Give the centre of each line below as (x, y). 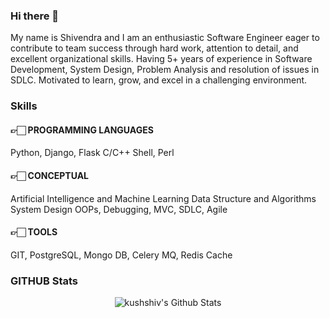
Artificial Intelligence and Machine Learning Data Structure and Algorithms (163, 198)
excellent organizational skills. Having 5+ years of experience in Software (161, 59)
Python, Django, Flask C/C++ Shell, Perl (92, 153)
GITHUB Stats (44, 281)
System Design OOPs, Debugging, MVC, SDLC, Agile (119, 209)
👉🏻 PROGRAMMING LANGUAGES (82, 130)
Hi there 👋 (35, 16)
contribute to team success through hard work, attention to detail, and (154, 48)
